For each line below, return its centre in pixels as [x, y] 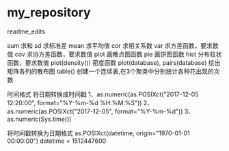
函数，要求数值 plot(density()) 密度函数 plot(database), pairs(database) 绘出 [114, 62]
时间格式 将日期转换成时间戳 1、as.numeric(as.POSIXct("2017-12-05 [103, 94]
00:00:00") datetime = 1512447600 [57, 141]
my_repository [49, 13]
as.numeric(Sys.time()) [39, 119]
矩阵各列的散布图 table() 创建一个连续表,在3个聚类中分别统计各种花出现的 [110, 71]
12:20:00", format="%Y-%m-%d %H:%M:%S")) [75, 102]
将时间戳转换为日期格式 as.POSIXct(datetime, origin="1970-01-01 [98, 133]
